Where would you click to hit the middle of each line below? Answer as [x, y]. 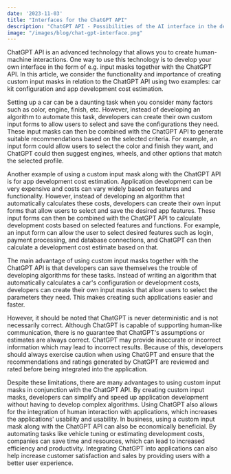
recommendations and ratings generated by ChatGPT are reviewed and [108, 362]
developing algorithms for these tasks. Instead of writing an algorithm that [112, 276]
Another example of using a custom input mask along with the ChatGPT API [114, 174]
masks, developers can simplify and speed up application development [108, 398]
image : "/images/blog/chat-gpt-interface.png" [75, 33]
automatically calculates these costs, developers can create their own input [114, 203]
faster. [16, 305]
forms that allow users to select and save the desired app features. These [111, 211]
